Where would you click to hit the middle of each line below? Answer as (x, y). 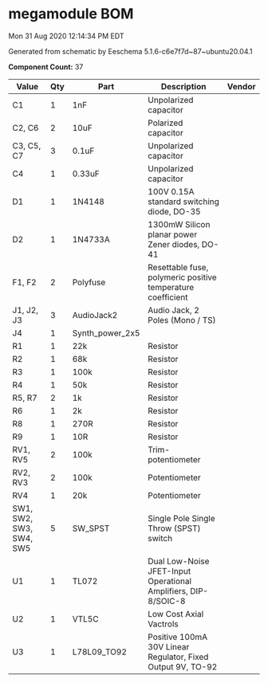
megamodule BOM (71, 14)
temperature (171, 287)
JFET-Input (169, 571)
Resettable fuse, (178, 267)
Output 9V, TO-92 (182, 666)
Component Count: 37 (46, 67)
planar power (172, 234)
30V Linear (168, 646)
